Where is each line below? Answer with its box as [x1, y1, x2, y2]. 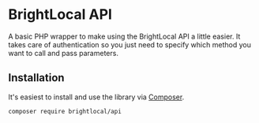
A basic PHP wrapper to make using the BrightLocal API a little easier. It [8, 32, 241, 41]
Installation [8, 71, 65, 84]
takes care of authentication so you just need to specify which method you [8, 39, 251, 49]
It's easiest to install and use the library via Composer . [8, 92, 185, 102]
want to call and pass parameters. [8, 48, 118, 58]
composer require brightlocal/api [8, 107, 122, 115]
